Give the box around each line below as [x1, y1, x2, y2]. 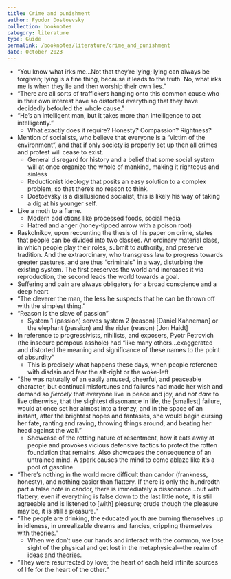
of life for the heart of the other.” [16, 565, 109, 573]
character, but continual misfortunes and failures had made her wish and [16, 382, 223, 390]
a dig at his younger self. [27, 199, 98, 207]
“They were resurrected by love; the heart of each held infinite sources [16, 558, 219, 566]
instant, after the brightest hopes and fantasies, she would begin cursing [16, 412, 223, 420]
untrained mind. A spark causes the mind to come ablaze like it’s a [27, 456, 215, 464]
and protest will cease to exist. [16, 148, 104, 156]
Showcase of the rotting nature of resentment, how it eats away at [27, 434, 215, 442]
